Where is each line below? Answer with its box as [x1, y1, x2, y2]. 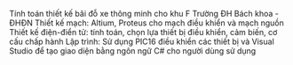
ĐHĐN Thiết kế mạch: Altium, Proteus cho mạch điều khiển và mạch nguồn [9, 18, 284, 28]
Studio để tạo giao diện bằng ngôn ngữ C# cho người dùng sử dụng [9, 46, 257, 56]
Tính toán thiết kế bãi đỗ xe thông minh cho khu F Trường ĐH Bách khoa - [9, 9, 280, 18]
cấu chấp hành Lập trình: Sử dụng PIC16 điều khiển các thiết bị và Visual [9, 36, 275, 47]
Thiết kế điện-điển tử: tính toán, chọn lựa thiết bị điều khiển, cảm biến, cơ [9, 27, 278, 37]
